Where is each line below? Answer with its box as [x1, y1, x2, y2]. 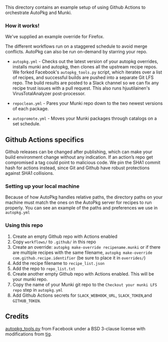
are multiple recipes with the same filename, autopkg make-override [12, 249, 152, 255]
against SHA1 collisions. [5, 170, 54, 176]
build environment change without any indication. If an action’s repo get [5, 154, 153, 160]
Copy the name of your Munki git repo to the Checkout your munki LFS [12, 282, 157, 288]
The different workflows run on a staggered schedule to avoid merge [5, 43, 148, 49]
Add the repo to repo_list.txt [12, 265, 76, 271]
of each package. [12, 106, 49, 112]
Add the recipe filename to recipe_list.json [12, 260, 105, 266]
